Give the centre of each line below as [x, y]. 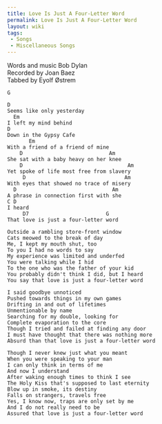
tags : [15, 33]
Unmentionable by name [40, 311]
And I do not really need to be [53, 407]
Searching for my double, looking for [63, 317]
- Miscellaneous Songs [43, 46]
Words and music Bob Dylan [47, 65]
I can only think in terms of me [55, 365]
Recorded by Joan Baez [41, 73]
